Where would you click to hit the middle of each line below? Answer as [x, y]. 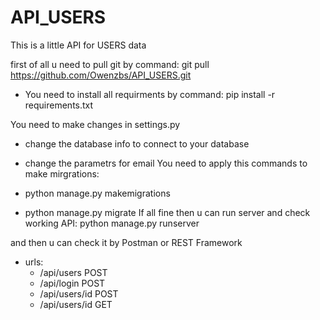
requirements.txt [59, 105]
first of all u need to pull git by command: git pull [110, 64]
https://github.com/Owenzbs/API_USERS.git [101, 75]
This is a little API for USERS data [78, 45]
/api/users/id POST [79, 293]
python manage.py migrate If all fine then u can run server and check [167, 212]
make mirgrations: [62, 173]
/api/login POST [72, 283]
